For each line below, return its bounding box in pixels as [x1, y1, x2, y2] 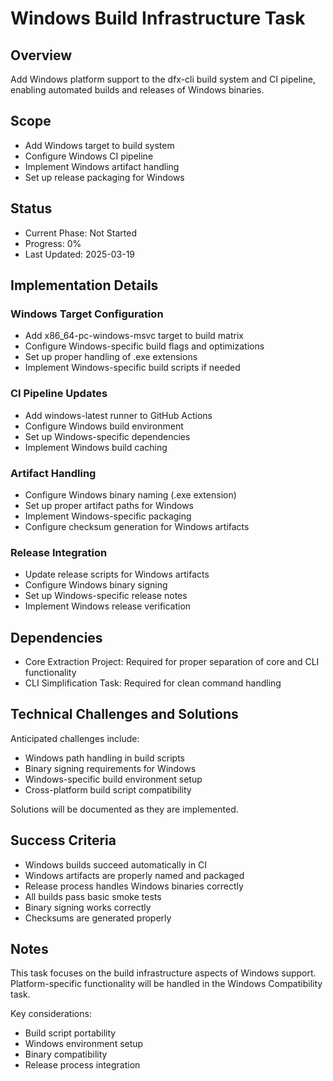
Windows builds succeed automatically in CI [24, 858, 208, 871]
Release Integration [10, 545, 108, 559]
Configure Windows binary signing [24, 579, 168, 591]
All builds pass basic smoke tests [24, 890, 162, 902]
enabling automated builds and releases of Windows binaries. [10, 84, 265, 96]
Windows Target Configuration [10, 307, 164, 321]
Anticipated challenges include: [10, 732, 140, 744]
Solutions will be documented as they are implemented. [10, 803, 239, 815]
